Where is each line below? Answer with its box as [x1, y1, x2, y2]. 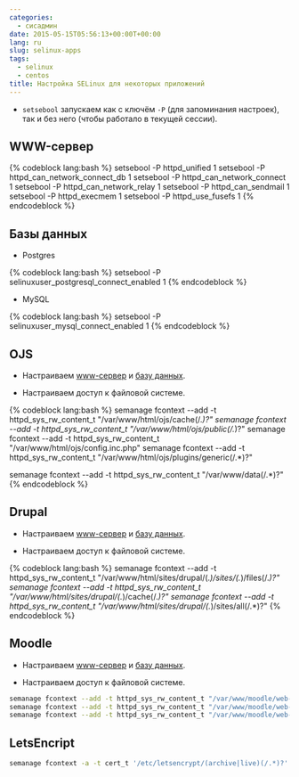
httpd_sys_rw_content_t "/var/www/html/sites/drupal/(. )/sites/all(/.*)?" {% [9, 601, 281, 611]
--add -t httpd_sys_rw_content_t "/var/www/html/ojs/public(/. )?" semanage [9, 424, 287, 435]
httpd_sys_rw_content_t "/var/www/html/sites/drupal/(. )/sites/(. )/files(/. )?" [9, 572, 280, 583]
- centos [17, 71, 50, 80]
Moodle [9, 636, 53, 651]
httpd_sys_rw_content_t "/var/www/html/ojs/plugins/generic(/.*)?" [9, 452, 254, 463]
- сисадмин [17, 21, 58, 30]
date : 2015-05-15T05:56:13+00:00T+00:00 [9, 29, 162, 38]
